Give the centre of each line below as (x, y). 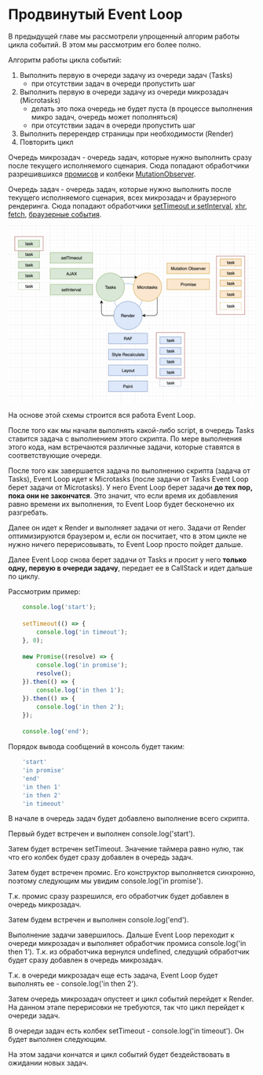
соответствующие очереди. (55, 456)
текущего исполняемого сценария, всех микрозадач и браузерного (122, 198)
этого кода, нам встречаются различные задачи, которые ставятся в (124, 447)
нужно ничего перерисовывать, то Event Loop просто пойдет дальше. (126, 545)
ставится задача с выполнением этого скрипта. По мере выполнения (125, 439)
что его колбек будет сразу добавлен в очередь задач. (101, 857)
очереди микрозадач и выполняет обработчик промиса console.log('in (127, 944)
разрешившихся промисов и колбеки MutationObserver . (102, 174)
